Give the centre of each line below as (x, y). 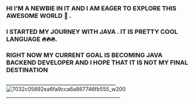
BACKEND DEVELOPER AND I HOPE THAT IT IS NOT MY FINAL (97, 62)
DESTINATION (27, 70)
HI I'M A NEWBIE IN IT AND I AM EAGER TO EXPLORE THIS (91, 8)
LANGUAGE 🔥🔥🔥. (32, 39)
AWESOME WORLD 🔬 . (39, 15)
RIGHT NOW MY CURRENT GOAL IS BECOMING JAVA (84, 55)
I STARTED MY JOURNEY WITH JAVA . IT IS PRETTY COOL (92, 31)
